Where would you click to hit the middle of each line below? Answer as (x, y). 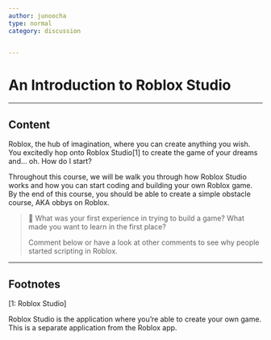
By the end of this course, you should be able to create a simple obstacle (130, 194)
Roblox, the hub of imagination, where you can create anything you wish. (129, 144)
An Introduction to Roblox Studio (120, 85)
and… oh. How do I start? (50, 162)
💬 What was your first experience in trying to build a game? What (136, 218)
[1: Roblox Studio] (38, 303)
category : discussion (45, 31)
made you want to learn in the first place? (97, 227)
